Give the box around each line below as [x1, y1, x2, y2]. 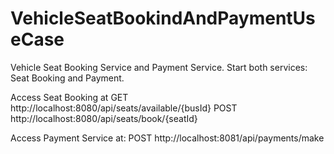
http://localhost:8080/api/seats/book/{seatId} [10, 112, 198, 124]
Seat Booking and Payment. [10, 72, 125, 84]
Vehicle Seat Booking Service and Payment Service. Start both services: [10, 61, 308, 73]
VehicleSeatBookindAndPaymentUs [10, 7, 316, 30]
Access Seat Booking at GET [10, 91, 129, 103]
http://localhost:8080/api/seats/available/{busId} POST [10, 102, 238, 114]
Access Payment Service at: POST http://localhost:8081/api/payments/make [10, 132, 325, 144]
